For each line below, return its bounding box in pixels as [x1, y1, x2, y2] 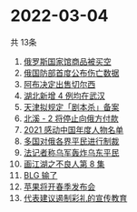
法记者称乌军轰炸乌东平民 [23, 146, 120, 157]
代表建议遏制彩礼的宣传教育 [23, 192, 128, 203]
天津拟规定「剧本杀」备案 [23, 101, 120, 112]
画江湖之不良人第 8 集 [23, 158, 105, 169]
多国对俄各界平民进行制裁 [23, 136, 120, 146]
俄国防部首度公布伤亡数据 [23, 67, 120, 78]
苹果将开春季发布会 [23, 181, 96, 192]
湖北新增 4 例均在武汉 [23, 90, 105, 101]
